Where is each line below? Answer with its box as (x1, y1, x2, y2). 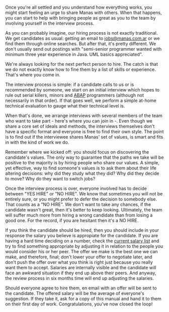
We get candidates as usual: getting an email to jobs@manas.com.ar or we (5, 35, 160, 41)
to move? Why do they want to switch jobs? (5, 176, 96, 181)
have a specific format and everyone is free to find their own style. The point (5, 129, 164, 135)
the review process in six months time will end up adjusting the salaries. (5, 275, 154, 281)
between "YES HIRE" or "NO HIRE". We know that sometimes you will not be (5, 191, 163, 196)
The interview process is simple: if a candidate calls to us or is (5, 81, 134, 87)
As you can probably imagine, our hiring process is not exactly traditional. (5, 30, 158, 36)
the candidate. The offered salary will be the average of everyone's (5, 290, 144, 296)
